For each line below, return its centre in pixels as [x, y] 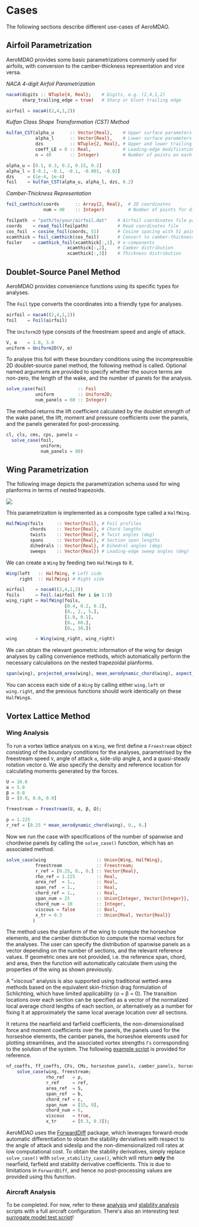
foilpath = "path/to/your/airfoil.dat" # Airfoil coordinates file [96, 220]
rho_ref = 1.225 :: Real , [76, 876]
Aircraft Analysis [31, 1192]
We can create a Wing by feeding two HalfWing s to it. [70, 563]
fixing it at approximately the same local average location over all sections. [97, 1013]
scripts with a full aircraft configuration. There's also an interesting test [92, 1211]
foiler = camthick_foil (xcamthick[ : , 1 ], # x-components [81, 242]
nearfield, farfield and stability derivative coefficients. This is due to [89, 1164]
